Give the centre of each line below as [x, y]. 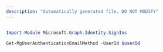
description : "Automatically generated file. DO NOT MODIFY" [82, 11]
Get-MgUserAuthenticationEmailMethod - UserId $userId [73, 43]
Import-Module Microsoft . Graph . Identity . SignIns [67, 33]
